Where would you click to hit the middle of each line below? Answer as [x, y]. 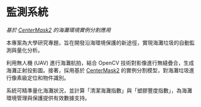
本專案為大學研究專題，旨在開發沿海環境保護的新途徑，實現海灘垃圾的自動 [98, 42]
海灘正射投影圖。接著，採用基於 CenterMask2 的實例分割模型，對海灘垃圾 [98, 70]
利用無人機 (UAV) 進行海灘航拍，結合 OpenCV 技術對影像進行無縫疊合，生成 [100, 63]
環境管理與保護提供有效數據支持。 [48, 98]
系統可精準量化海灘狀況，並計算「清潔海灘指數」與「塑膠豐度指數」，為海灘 [99, 90]
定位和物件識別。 [48, 78]
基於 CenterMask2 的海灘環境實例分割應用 [59, 30]
